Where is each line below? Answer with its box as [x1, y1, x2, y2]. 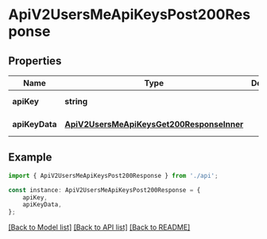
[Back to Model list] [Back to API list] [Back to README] [8, 222, 191, 232]
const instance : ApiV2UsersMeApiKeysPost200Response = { [8, 186, 201, 194]
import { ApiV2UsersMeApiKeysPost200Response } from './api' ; [8, 172, 219, 179]
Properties [8, 54, 62, 67]
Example [8, 151, 52, 164]
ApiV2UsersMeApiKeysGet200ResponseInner [64, 119, 244, 129]
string [64, 96, 88, 106]
